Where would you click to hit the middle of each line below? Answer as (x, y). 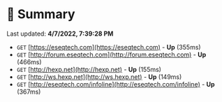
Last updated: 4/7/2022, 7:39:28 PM (60, 34)
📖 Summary (41, 14)
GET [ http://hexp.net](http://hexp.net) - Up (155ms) (89, 69)
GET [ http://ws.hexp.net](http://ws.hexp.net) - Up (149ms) (99, 77)
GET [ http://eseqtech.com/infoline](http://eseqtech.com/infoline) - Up (116, 84)
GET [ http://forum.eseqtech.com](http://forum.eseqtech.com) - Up (111, 54)
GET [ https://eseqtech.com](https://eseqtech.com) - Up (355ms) (109, 47)
